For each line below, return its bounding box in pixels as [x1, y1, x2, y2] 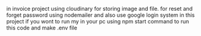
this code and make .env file [6, 24, 78, 31]
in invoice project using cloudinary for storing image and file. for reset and [6, 5, 193, 12]
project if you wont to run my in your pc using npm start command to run [6, 18, 189, 25]
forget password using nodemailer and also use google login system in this [6, 11, 195, 19]
